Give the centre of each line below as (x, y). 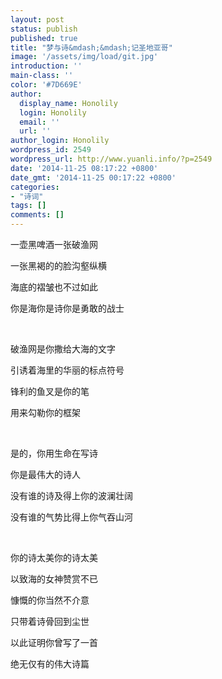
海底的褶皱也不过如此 (54, 287)
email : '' (39, 122)
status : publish (44, 29)
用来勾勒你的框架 (45, 412)
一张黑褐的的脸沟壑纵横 (58, 265)
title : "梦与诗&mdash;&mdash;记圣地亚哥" (91, 47)
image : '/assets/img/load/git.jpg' (84, 57)
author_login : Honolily (60, 141)
